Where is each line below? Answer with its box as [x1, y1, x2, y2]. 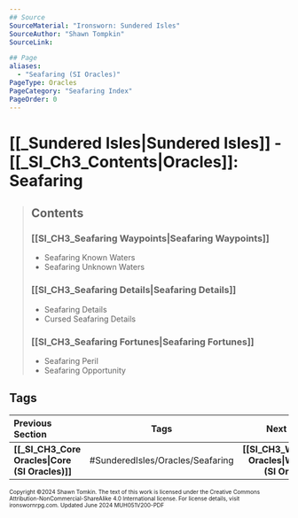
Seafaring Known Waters [43, 252, 136, 263]
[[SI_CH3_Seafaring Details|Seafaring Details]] [30, 284, 237, 297]
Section [13, 428, 47, 440]
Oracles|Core [13, 453, 72, 466]
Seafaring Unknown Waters [43, 262, 145, 273]
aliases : [9, 62, 42, 71]
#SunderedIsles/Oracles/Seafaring [89, 453, 234, 466]
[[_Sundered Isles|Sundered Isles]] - [9, 133, 282, 153]
